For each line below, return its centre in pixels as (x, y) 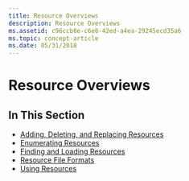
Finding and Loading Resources (72, 152)
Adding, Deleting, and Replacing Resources (92, 134)
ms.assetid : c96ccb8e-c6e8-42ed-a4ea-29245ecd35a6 (95, 31)
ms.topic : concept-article (53, 38)
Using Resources (48, 169)
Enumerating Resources (60, 143)
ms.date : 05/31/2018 (43, 46)
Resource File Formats (57, 160)
